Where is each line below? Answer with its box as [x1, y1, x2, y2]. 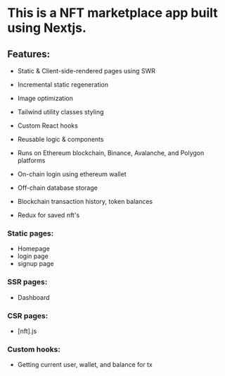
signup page [17, 260, 54, 268]
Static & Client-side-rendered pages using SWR [17, 67, 156, 75]
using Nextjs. [7, 20, 86, 36]
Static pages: [7, 228, 54, 238]
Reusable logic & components [17, 135, 104, 143]
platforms [17, 157, 46, 164]
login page [17, 252, 49, 260]
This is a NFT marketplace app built [7, 5, 218, 21]
